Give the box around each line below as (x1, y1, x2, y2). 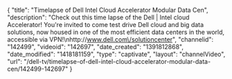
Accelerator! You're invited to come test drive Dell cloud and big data (7, 21, 204, 28)
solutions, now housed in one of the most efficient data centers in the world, (7, 28, 225, 36)
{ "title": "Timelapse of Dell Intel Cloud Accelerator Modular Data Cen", (7, 6, 209, 14)
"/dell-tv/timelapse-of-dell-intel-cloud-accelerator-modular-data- (24, 58, 211, 65)
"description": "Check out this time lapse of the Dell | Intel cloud (7, 13, 190, 21)
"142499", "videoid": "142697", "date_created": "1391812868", (7, 43, 184, 51)
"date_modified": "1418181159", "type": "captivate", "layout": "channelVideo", (7, 50, 226, 58)
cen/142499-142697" (7, 65, 69, 73)
